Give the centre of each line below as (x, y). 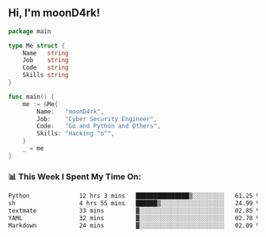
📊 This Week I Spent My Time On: (75, 176)
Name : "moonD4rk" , (70, 111)
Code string (46, 68)
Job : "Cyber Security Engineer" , (97, 119)
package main (30, 31)
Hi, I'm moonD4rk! (54, 13)
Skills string (46, 75)
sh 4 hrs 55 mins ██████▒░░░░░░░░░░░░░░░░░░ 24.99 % (134, 203)
